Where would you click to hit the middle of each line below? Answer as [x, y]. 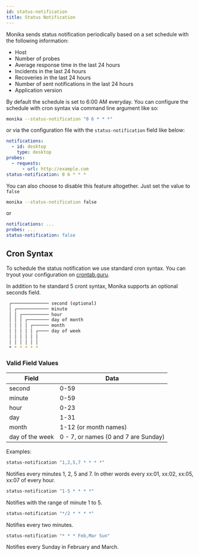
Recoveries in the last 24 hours [53, 77]
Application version [38, 90]
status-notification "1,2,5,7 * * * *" [56, 462]
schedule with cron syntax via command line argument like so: [82, 108]
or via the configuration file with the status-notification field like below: [96, 130]
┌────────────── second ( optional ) [53, 303]
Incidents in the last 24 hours [50, 71]
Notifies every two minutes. [40, 524]
